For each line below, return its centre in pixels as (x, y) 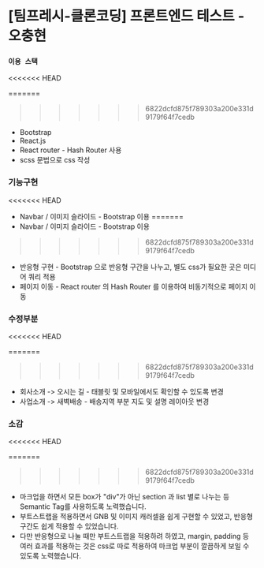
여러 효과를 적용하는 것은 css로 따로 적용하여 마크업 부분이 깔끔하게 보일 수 (134, 546)
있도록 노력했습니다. (50, 556)
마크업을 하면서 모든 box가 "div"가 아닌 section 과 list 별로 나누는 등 (125, 497)
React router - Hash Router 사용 (71, 150)
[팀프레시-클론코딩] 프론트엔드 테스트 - (126, 16)
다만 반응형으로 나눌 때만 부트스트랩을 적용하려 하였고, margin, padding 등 (134, 536)
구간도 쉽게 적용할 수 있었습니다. (69, 526)
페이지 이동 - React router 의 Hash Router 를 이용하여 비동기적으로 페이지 (134, 286)
